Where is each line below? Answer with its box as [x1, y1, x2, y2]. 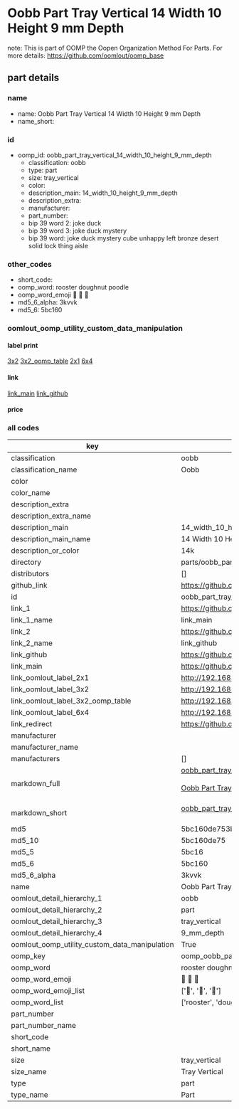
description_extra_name [11, 511, 91, 521]
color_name [11, 488, 51, 498]
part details [7, 72, 60, 84]
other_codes [7, 259, 52, 269]
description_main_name [11, 534, 91, 544]
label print [7, 341, 38, 349]
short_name [11, 1044, 51, 1054]
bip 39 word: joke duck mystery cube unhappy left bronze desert [28, 233, 219, 243]
